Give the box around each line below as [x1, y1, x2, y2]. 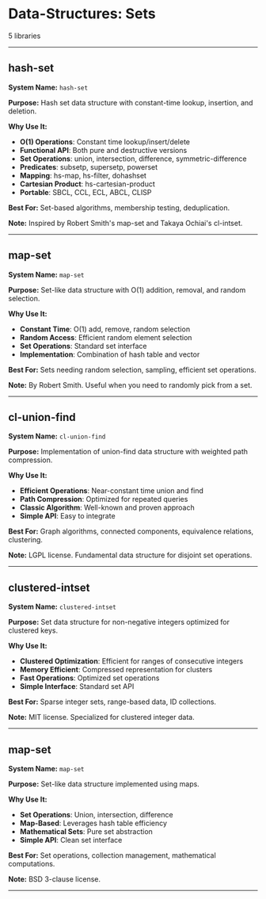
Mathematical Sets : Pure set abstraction [19, 827, 153, 836]
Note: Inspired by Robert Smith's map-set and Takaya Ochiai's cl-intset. [8, 218, 243, 228]
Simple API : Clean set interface [19, 836, 123, 844]
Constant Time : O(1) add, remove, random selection [19, 324, 191, 334]
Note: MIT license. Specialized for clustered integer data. [8, 713, 196, 722]
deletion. [8, 106, 37, 116]
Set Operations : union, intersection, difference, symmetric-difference [19, 154, 247, 163]
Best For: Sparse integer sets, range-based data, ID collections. [8, 697, 216, 706]
